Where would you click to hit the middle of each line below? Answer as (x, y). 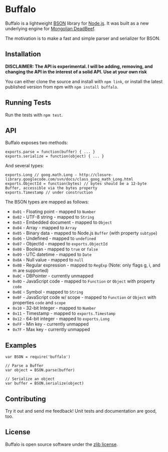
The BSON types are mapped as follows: (47, 202)
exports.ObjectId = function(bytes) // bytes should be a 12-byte (76, 184)
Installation (23, 54)
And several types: (25, 166)
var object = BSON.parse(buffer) (40, 370)
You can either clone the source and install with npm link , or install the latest (84, 81)
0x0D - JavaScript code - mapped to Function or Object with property (84, 281)
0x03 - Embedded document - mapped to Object (62, 222)
